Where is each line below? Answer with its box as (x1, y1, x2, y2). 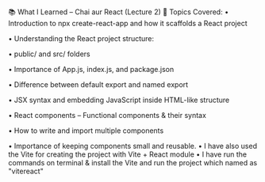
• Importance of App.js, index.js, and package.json (8, 65, 175, 74)
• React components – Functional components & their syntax (8, 111, 206, 119)
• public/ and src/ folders (8, 49, 90, 59)
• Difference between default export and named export (8, 80, 189, 89)
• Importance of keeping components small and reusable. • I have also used (8, 142, 258, 150)
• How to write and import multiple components (8, 126, 164, 135)
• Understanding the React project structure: (8, 34, 155, 43)
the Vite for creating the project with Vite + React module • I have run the (8, 150, 248, 159)
